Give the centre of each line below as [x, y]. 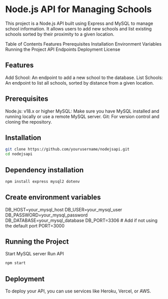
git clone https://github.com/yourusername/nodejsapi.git [67, 149]
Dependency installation [45, 170]
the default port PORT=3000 [35, 226]
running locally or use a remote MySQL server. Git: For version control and [82, 116]
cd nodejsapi [19, 154]
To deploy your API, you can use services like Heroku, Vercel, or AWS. [78, 291]
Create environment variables [53, 197]
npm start [16, 263]
